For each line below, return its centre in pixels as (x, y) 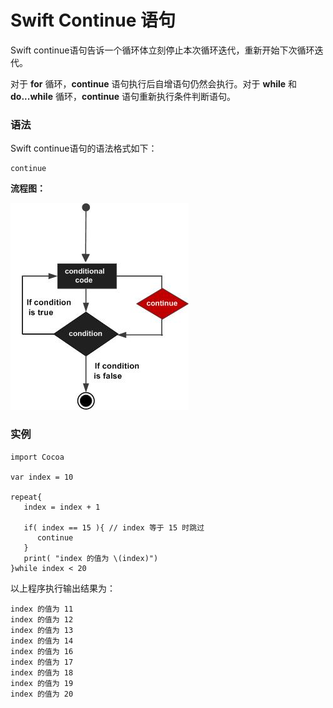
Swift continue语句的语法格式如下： (84, 148)
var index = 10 (42, 477)
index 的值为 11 (42, 609)
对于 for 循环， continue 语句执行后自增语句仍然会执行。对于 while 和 (154, 83)
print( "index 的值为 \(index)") (91, 558)
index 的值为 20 (42, 694)
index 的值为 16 (42, 651)
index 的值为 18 (42, 672)
